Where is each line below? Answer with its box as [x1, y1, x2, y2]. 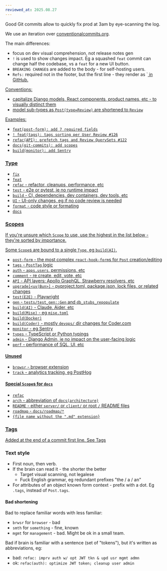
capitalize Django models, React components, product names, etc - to [12, 96, 157, 102]
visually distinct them [12, 101, 56, 107]
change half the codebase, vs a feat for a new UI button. [12, 60, 130, 66]
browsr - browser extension [12, 364, 69, 370]
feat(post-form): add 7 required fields [12, 127, 98, 132]
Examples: [5, 116, 26, 122]
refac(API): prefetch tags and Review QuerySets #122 [12, 137, 127, 142]
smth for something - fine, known [12, 525, 79, 531]
